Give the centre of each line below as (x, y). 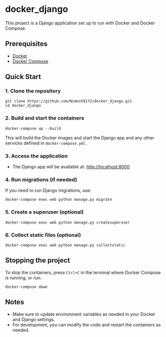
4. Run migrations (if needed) (41, 179)
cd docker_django (23, 106)
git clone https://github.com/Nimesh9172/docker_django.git (69, 101)
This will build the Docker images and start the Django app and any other (80, 137)
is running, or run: (23, 278)
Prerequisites (26, 44)
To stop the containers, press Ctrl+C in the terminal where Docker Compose (83, 272)
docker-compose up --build (33, 128)
